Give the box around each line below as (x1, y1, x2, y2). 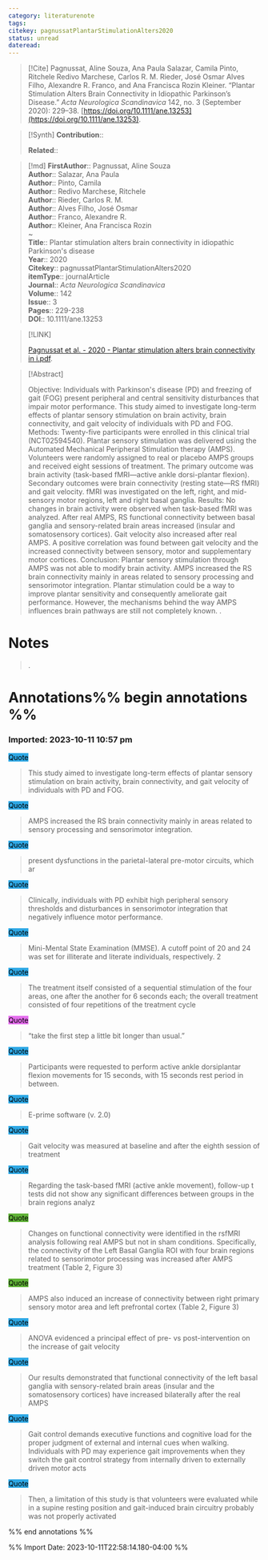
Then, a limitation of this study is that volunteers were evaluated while (27, 1494, 258, 1504)
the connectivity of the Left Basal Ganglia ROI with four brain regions (27, 1245, 254, 1255)
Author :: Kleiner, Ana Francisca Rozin (27, 221, 152, 231)
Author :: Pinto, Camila (27, 178, 102, 188)
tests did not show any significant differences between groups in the (27, 1188, 254, 1198)
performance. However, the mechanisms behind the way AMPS (27, 597, 238, 607)
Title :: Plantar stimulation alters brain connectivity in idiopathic (27, 238, 234, 247)
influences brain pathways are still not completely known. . (27, 606, 222, 616)
